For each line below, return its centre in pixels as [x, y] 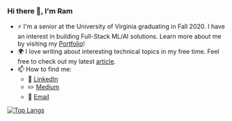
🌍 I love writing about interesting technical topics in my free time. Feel [118, 52]
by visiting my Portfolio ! [51, 44]
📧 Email [39, 97]
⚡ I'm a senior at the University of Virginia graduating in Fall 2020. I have [121, 26]
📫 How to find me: [44, 69]
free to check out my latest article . [67, 62]
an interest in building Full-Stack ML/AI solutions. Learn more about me [119, 37]
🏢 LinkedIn [43, 80]
